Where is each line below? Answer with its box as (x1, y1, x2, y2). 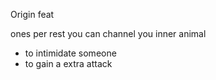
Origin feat (10, 9, 55, 20)
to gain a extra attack (24, 58, 113, 69)
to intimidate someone (24, 47, 117, 59)
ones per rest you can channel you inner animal (10, 28, 207, 39)
